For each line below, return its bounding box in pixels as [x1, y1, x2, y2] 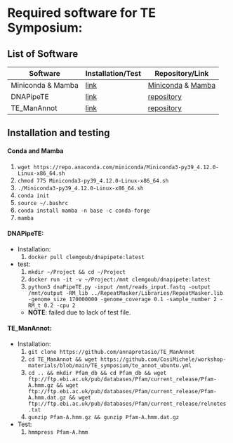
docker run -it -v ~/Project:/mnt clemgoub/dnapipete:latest [27, 276, 211, 283]
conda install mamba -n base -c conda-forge [17, 207, 150, 214]
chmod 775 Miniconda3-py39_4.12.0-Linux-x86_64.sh [17, 177, 169, 184]
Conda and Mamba [7, 146, 64, 155]
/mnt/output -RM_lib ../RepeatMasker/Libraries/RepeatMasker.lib [27, 289, 223, 296]
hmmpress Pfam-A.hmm [27, 429, 88, 436]
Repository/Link [154, 69, 209, 78]
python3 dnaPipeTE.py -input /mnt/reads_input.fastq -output [27, 283, 211, 291]
